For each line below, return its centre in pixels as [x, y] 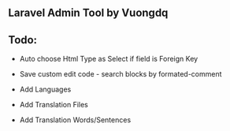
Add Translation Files [54, 105]
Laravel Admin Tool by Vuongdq [88, 13]
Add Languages [45, 89]
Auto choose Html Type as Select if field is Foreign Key [109, 59]
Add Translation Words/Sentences [75, 120]
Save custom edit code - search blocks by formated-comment [121, 74]
